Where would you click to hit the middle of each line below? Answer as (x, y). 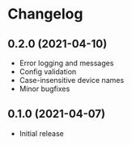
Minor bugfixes (45, 89)
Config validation (48, 72)
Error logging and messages (66, 63)
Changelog (45, 14)
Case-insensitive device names (72, 80)
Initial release (41, 133)
